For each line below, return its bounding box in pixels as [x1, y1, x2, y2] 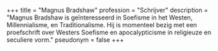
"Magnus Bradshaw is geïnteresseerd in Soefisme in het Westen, [6, 13, 193, 22]
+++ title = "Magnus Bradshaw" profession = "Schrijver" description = [6, 6, 208, 14]
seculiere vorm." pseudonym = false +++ [6, 36, 125, 44]
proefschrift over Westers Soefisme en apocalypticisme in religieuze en [6, 28, 212, 36]
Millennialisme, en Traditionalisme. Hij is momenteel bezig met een [6, 21, 198, 29]
